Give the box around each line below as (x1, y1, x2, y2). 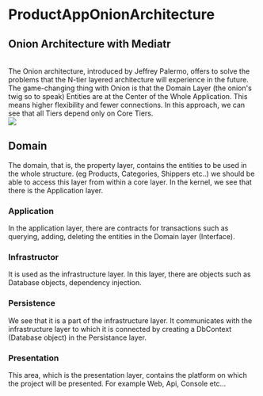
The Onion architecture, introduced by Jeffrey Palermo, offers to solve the (8, 67, 250, 76)
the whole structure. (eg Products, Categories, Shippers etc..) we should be (8, 169, 255, 178)
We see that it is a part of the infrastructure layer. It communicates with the (8, 315, 253, 326)
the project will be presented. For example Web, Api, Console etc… (8, 379, 227, 388)
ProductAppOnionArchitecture (8, 6, 215, 24)
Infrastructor (8, 252, 59, 263)
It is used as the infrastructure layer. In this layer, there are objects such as (8, 269, 251, 279)
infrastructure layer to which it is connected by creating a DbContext (8, 324, 232, 333)
